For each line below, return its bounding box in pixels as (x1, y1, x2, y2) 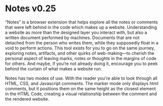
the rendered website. (5, 96, 50, 102)
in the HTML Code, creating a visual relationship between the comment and (5, 91, 157, 97)
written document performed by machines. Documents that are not (5, 35, 140, 41)
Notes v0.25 (5, 3, 56, 14)
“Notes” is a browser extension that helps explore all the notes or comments (5, 19, 158, 25)
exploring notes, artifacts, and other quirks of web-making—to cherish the (5, 50, 155, 56)
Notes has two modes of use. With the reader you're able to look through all (5, 75, 158, 81)
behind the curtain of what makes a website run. (5, 65, 102, 71)
